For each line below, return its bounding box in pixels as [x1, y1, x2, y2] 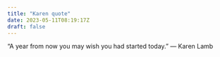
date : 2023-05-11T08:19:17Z [7, 17, 90, 24]
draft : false [7, 23, 46, 30]
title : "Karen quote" [7, 10, 71, 17]
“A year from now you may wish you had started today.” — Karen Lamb [7, 42, 214, 51]
